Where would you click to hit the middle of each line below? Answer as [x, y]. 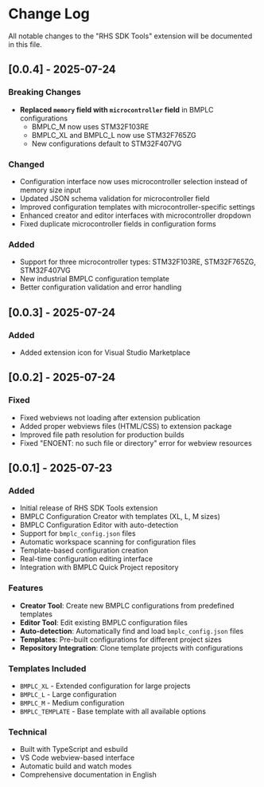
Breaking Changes [45, 92]
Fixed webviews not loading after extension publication [110, 417]
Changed [27, 164]
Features [26, 588]
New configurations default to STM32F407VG [107, 144]
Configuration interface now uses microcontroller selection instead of [134, 181]
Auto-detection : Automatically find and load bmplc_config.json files [132, 631]
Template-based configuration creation [84, 550]
